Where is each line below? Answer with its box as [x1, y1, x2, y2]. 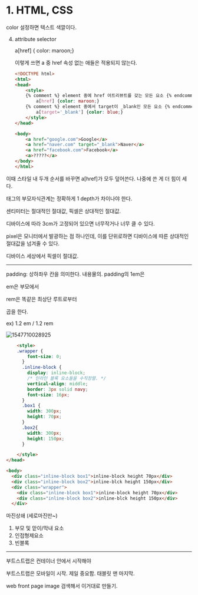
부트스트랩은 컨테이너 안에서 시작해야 [6, 557, 91, 564]
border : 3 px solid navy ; [27, 386, 88, 392]
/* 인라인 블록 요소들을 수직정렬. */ [27, 375, 107, 382]
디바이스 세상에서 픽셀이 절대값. [6, 252, 79, 259]
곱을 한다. [6, 308, 28, 315]
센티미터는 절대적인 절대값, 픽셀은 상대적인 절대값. [6, 207, 121, 214]
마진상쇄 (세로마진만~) [6, 512, 58, 519]
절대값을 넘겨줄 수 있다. [6, 240, 60, 247]
